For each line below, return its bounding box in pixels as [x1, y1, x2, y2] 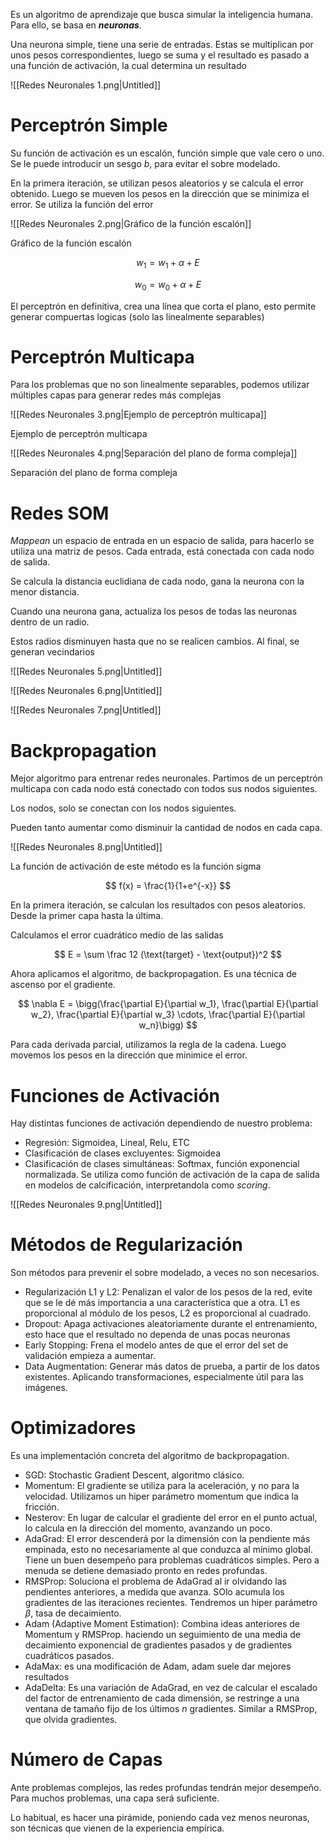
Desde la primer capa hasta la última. [10, 910, 164, 922]
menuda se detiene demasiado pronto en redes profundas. [24, 1565, 268, 1577]
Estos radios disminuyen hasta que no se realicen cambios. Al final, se [10, 635, 300, 648]
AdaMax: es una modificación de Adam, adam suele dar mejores [24, 1660, 292, 1673]
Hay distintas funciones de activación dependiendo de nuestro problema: [10, 1117, 313, 1129]
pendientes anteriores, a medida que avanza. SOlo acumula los [24, 1586, 285, 1598]
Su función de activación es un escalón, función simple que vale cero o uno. [10, 147, 325, 159]
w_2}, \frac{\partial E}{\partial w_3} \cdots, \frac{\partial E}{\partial [30, 1009, 306, 1021]
